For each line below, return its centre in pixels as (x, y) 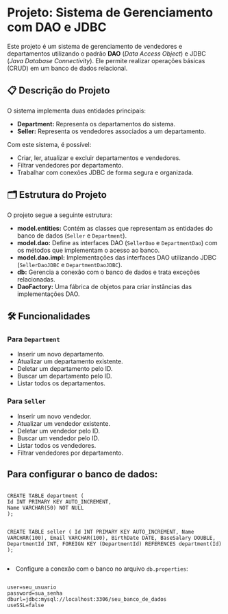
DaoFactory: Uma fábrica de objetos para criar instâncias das (104, 286)
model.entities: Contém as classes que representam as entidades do (115, 228)
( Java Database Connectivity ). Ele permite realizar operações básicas (106, 60)
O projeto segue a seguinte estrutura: (60, 215)
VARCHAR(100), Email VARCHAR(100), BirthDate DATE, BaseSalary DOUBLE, (111, 538)
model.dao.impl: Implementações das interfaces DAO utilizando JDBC (117, 257)
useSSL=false (26, 606)
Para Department (34, 339)
